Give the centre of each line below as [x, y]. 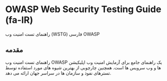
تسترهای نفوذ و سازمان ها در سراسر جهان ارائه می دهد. [58, 73]
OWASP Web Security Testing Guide [83, 9]
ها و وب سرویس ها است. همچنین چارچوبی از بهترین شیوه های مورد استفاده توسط [83, 67]
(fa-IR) [19, 20]
